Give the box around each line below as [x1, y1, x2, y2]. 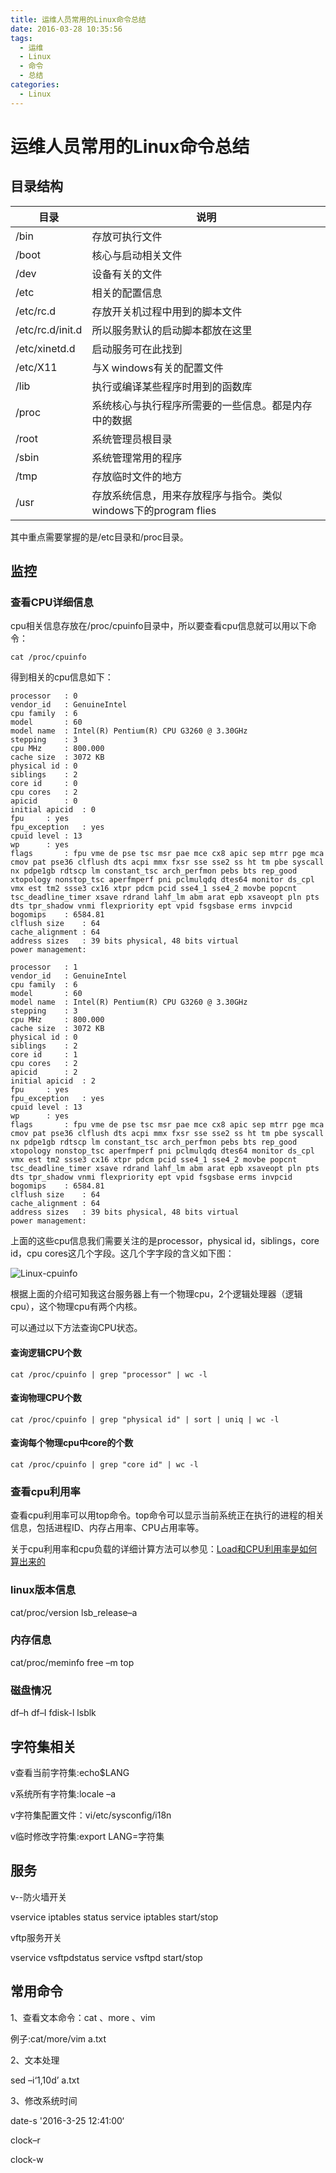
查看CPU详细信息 [10, 595, 94, 609]
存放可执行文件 [91, 229, 163, 243]
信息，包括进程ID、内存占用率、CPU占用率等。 [10, 1522, 205, 1534]
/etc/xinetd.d [15, 341, 76, 355]
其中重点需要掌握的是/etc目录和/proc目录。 [10, 531, 189, 543]
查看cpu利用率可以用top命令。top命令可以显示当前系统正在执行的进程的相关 [10, 1509, 325, 1521]
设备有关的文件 [91, 267, 163, 281]
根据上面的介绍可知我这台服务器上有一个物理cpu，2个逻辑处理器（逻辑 [10, 1288, 303, 1300]
